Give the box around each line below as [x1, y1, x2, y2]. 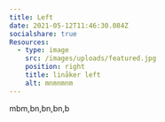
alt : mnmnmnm [25, 79, 74, 88]
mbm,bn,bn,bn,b [9, 103, 70, 113]
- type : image [17, 46, 69, 55]
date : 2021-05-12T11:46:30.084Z [9, 21, 129, 30]
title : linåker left [25, 71, 101, 80]
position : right [25, 63, 86, 72]
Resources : [9, 37, 50, 47]
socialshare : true [9, 29, 77, 38]
